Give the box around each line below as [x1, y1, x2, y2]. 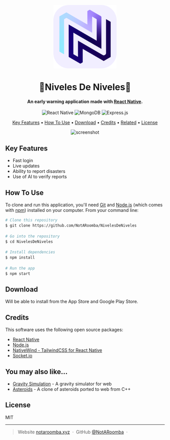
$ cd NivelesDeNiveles [5, 239, 53, 244]
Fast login [12, 158, 33, 164]
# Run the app [5, 266, 35, 271]
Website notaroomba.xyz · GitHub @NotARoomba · [17, 429, 128, 435]
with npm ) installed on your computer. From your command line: [5, 207, 139, 213]
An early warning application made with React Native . [27, 98, 143, 104]
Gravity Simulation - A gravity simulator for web [12, 381, 112, 387]
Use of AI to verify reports [12, 174, 67, 180]
